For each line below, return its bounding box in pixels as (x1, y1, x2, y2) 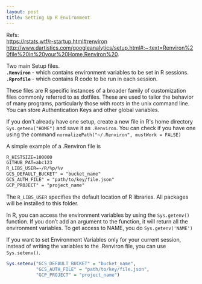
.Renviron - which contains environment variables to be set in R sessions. (6, 68, 189, 76)
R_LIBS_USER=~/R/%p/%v (6, 165, 63, 171)
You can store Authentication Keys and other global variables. (6, 106, 160, 113)
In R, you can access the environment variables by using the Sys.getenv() (6, 211, 190, 219)
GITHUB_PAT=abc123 (6, 160, 52, 166)
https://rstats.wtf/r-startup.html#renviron (6, 38, 107, 45)
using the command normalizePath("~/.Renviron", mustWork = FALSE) (6, 131, 181, 138)
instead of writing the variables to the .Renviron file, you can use (6, 242, 166, 249)
